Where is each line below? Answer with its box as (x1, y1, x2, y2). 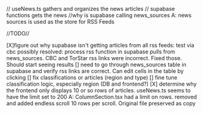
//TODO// (6, 30, 29, 37)
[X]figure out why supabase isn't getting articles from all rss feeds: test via (6, 42, 194, 49)
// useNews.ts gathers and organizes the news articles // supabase (6, 5, 175, 12)
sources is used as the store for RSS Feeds (6, 18, 115, 25)
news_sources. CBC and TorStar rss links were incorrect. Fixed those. (6, 55, 182, 61)
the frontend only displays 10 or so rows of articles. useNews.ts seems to (6, 87, 191, 94)
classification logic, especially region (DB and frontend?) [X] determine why (6, 80, 197, 87)
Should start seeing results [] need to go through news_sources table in (6, 61, 186, 68)
